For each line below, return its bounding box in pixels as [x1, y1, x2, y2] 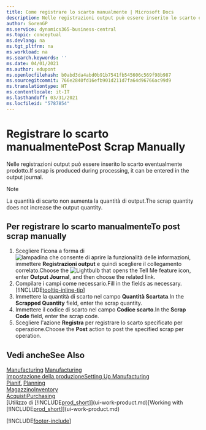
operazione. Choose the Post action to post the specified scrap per [15, 326, 184, 333]
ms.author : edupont [6, 66, 56, 72]
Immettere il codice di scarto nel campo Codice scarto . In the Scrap [15, 306, 186, 313]
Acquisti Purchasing [6, 393, 56, 400]
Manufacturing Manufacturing [6, 366, 82, 373]
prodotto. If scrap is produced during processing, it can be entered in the [6, 166, 189, 174]
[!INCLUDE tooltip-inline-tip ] [15, 286, 85, 294]
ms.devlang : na [6, 37, 45, 44]
